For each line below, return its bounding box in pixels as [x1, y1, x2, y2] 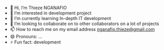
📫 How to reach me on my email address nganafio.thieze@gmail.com [10, 26, 155, 32]
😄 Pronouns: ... [10, 33, 43, 39]
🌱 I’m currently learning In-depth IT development [10, 15, 111, 21]
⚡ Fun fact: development [10, 39, 61, 45]
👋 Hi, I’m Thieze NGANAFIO [10, 5, 67, 10]
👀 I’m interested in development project [10, 10, 92, 16]
